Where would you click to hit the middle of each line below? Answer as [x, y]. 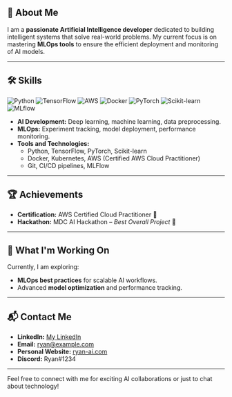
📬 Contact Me [39, 316]
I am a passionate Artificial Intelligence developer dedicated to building [111, 29]
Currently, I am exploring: [43, 267]
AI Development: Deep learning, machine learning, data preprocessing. [119, 121]
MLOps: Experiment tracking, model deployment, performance [106, 129]
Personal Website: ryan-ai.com [62, 352]
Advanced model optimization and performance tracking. [100, 288]
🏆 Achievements [45, 195]
